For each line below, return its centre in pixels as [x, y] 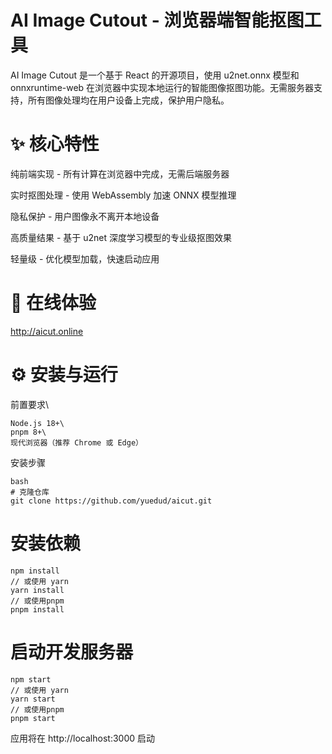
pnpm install [37, 609]
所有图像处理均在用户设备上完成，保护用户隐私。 [128, 100]
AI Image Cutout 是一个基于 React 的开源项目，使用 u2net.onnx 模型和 [155, 75]
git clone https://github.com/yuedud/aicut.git [111, 501]
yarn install [37, 590]
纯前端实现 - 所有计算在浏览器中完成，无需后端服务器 [120, 173]
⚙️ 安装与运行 [64, 375]
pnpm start [33, 718]
